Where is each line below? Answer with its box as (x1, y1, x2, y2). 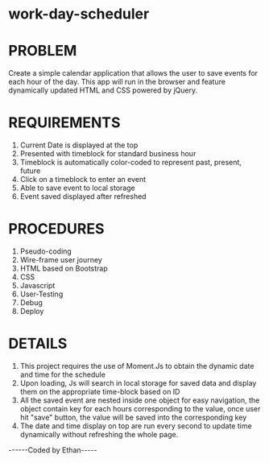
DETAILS (8, 335, 68, 353)
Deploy (19, 307, 44, 316)
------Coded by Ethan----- (8, 444, 98, 455)
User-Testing (19, 289, 64, 299)
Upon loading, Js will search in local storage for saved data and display (19, 378, 257, 387)
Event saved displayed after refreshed (19, 192, 147, 201)
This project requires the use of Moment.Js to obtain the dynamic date (19, 361, 255, 370)
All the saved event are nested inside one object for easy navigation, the (19, 395, 260, 405)
